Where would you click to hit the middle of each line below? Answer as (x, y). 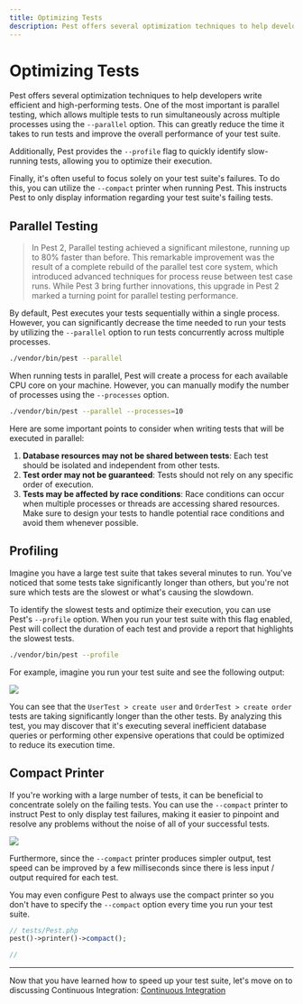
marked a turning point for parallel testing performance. (135, 296)
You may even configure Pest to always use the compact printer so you (142, 895)
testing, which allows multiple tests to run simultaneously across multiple (145, 115)
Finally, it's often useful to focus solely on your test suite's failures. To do (145, 179)
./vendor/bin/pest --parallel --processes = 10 (96, 411)
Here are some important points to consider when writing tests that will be (147, 428)
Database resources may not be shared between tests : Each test (145, 456)
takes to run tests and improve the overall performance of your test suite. (145, 134)
